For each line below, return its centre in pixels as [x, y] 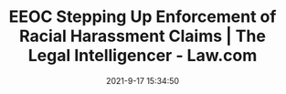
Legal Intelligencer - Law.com [143, 56]
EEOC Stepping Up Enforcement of [143, 17]
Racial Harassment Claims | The [143, 36]
